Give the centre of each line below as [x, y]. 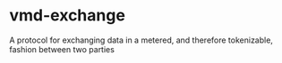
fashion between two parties [62, 49]
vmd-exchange [67, 16]
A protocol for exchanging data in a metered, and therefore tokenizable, [141, 40]
